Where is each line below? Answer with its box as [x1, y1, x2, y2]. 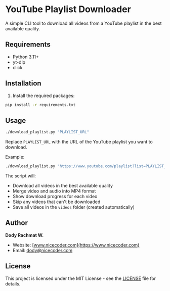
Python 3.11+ [12, 54, 39, 60]
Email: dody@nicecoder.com [12, 247, 73, 253]
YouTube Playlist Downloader [5, 4, 132, 15]
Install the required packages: [12, 92, 75, 99]
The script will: [5, 173, 36, 179]
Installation [5, 79, 41, 88]
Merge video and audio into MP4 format [12, 188, 96, 194]
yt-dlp [12, 59, 26, 65]
